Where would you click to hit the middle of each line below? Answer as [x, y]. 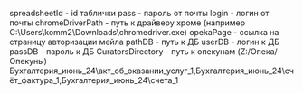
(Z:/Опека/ [257, 52]
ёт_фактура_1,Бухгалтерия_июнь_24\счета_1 [94, 80]
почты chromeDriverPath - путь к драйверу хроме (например [128, 23]
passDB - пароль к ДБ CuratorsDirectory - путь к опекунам [123, 52]
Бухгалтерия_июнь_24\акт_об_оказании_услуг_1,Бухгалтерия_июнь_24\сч [151, 70]
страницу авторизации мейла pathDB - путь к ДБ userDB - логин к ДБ [145, 42]
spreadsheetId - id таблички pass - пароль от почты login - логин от [139, 13]
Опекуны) [28, 61]
